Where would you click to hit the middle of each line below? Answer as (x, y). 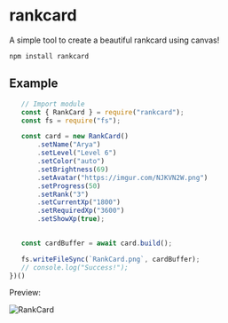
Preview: (25, 293)
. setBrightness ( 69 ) (73, 169)
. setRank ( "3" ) (63, 194)
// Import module (53, 104)
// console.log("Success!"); (75, 267)
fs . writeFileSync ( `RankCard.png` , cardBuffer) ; (110, 259)
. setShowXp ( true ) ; (71, 219)
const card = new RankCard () (75, 137)
